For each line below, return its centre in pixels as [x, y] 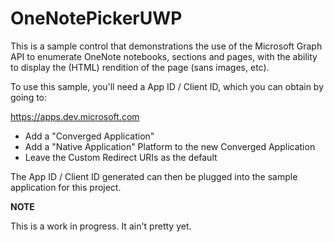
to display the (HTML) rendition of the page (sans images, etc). [140, 67]
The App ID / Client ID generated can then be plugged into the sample [154, 176]
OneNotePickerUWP [96, 18]
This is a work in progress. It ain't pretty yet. [101, 226]
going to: [29, 97]
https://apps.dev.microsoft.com [75, 116]
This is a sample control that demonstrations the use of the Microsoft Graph [166, 46]
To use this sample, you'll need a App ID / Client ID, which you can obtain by [167, 86]
